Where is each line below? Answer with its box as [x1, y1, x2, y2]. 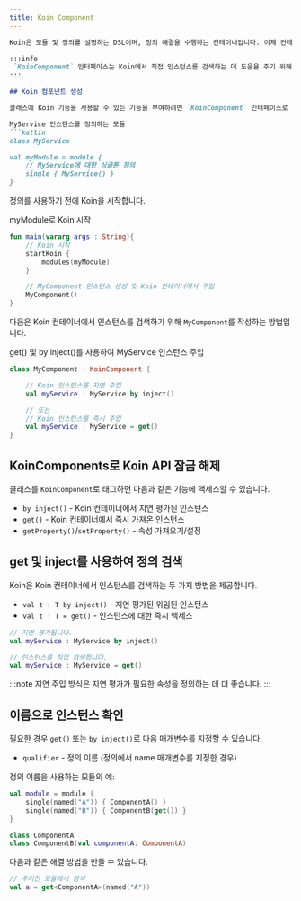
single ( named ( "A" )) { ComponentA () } [25, 797, 167, 806]
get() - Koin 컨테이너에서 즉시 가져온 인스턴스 [22, 514, 185, 524]
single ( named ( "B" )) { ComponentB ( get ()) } [25, 805, 187, 815]
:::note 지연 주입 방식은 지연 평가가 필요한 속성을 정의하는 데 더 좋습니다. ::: [9, 678, 271, 689]
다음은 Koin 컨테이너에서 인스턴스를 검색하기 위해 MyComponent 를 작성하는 [9, 316, 267, 327]
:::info [9, 54, 39, 63]
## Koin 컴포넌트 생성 [9, 87, 84, 96]
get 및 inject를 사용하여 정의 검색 [9, 554, 183, 569]
